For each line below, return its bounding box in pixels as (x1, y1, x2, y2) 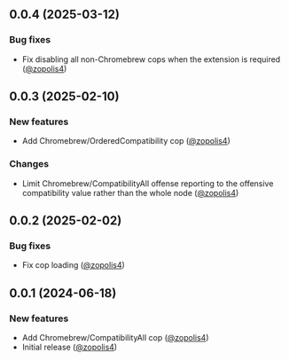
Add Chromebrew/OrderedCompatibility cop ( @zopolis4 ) (21, 136, 230, 146)
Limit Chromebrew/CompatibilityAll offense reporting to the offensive (21, 177, 274, 189)
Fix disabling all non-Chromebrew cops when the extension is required (21, 53, 281, 65)
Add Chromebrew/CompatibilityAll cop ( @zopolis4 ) (21, 333, 209, 343)
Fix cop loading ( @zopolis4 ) (21, 260, 126, 271)
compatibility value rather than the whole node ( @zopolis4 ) (21, 187, 239, 198)
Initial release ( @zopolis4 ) (21, 341, 118, 353)
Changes (9, 158, 50, 170)
